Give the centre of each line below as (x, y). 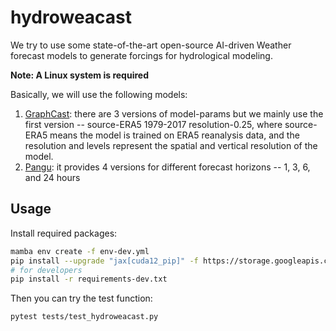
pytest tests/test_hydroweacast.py (84, 317)
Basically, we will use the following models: (99, 94)
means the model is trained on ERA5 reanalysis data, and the (174, 135)
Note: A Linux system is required (79, 75)
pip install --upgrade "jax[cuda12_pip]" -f (104, 261)
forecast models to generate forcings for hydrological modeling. (141, 55)
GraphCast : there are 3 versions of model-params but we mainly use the (174, 113)
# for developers (46, 270)
